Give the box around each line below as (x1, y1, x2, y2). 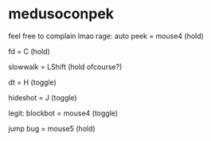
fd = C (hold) (8, 46, 50, 56)
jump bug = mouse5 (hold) (8, 123, 96, 133)
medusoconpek (8, 5, 114, 23)
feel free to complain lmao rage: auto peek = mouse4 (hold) (8, 31, 205, 41)
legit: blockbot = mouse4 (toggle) (8, 108, 118, 118)
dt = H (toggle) (8, 77, 57, 87)
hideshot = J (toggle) (8, 92, 77, 102)
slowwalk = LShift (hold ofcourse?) (8, 61, 123, 72)
